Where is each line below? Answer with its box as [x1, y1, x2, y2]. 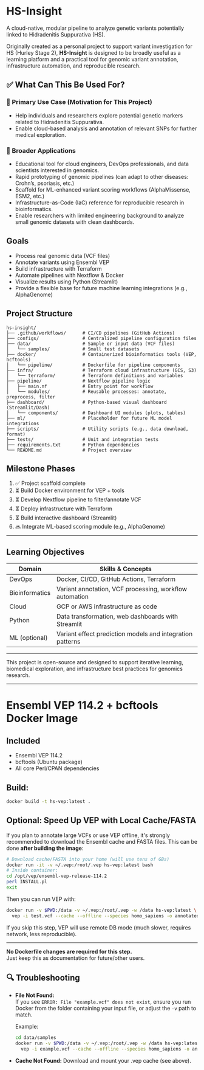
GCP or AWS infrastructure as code [56, 602, 158, 611]
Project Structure [6, 308, 73, 319]
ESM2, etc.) [15, 192, 45, 200]
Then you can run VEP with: [6, 895, 76, 903]
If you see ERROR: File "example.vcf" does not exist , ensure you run [15, 998, 191, 1006]
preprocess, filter [6, 394, 56, 400]
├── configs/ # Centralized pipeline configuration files [6, 335, 197, 341]
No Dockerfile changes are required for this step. [6, 948, 132, 955]
